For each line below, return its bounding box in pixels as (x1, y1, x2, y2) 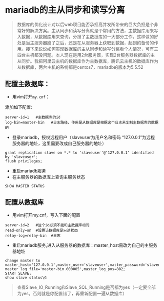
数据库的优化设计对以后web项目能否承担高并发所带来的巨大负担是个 (17, 21, 154, 27)
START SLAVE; (5, 271, 32, 276)
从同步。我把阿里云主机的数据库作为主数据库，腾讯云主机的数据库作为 (17, 58, 159, 64)
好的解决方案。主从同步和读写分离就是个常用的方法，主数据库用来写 (21, 27, 159, 33)
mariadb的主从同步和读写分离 (5, 4, 125, 16)
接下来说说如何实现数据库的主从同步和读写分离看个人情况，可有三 (25, 46, 159, 52)
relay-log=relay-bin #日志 (5, 233, 61, 238)
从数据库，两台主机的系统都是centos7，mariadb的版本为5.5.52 (17, 64, 143, 70)
